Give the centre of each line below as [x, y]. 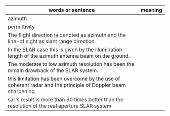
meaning [152, 10]
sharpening [21, 91]
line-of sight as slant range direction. [52, 41]
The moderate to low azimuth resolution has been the [71, 64]
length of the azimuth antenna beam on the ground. [69, 56]
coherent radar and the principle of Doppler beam [67, 85]
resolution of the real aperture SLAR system [60, 106]
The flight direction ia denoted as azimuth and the [67, 35]
